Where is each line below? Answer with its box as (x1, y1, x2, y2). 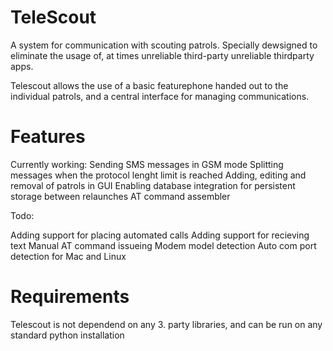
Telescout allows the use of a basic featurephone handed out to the (10, 79, 289, 91)
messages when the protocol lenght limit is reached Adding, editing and (10, 169, 307, 181)
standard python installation (10, 329, 125, 341)
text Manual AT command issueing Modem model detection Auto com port (10, 239, 317, 251)
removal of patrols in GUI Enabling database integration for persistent (10, 179, 296, 191)
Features (10, 126, 86, 148)
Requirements (10, 286, 130, 308)
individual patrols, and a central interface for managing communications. (10, 90, 310, 102)
